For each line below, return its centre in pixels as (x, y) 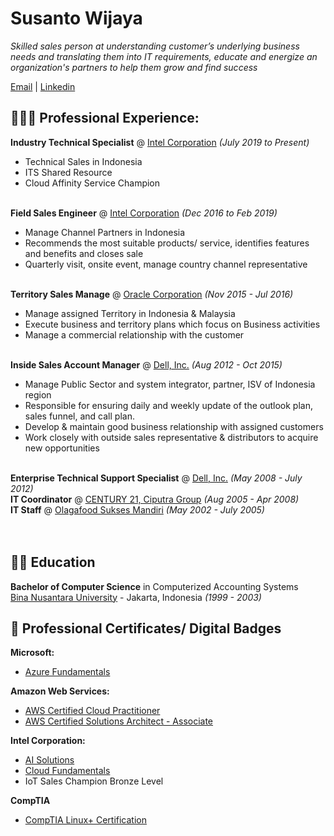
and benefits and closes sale (84, 253)
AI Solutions (49, 760)
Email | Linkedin (43, 86)
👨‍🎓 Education (53, 562)
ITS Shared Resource (68, 172)
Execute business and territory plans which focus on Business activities (172, 324)
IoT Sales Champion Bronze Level (94, 781)
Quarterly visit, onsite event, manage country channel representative (166, 264)
